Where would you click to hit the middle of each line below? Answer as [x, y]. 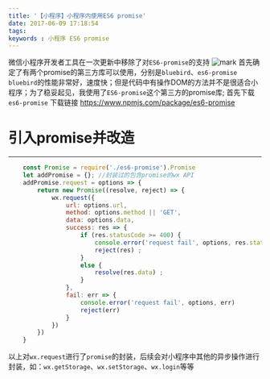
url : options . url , [96, 205]
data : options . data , [100, 220]
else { [91, 265]
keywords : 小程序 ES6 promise [59, 38]
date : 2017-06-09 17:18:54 [53, 23]
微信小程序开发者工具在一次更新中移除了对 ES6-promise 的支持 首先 [131, 62]
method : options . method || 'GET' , [123, 213]
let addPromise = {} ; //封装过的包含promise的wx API [108, 175]
